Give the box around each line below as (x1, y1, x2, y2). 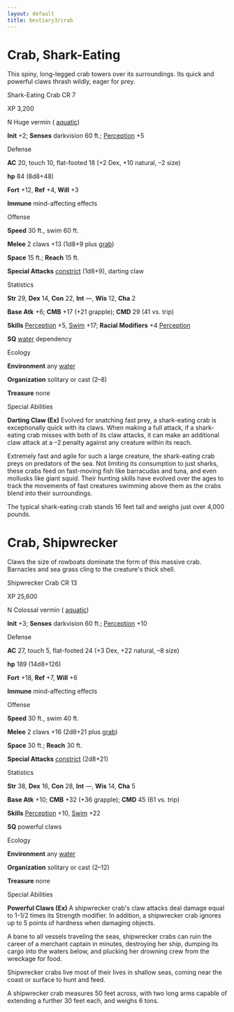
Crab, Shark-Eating (7, 47, 121, 63)
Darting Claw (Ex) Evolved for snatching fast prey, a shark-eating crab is (7, 416, 217, 425)
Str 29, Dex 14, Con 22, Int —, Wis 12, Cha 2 (7, 294, 136, 303)
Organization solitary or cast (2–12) (7, 863, 110, 871)
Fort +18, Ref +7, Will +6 (7, 674, 78, 682)
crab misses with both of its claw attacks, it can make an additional (27, 431, 220, 439)
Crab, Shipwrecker (7, 534, 118, 550)
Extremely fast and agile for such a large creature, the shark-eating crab (7, 452, 215, 460)
